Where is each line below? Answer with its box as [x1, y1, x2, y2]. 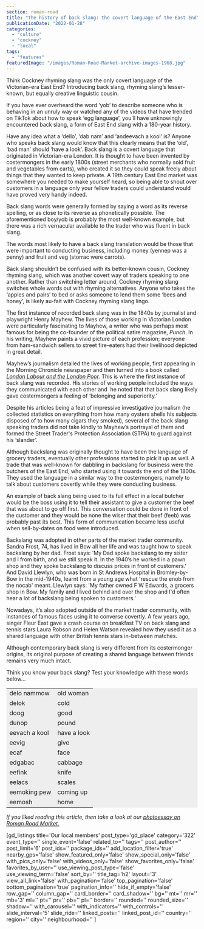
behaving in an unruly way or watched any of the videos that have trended [6, 108, 192, 115]
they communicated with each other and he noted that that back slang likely [6, 385, 198, 393]
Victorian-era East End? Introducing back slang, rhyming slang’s [6, 83, 167, 90]
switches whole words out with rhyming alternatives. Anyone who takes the [6, 284, 195, 292]
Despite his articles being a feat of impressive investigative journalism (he [6, 404, 191, 411]
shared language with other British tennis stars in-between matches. [6, 632, 178, 639]
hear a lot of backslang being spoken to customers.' [6, 594, 137, 601]
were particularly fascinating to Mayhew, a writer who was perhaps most [6, 322, 188, 329]
